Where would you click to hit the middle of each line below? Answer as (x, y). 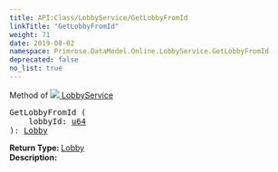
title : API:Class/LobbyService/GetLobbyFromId (99, 18)
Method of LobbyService (62, 95)
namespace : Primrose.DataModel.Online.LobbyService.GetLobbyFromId (139, 52)
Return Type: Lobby (47, 148)
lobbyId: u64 (57, 121)
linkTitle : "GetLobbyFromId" (64, 26)
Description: (33, 157)
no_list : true (36, 69)
